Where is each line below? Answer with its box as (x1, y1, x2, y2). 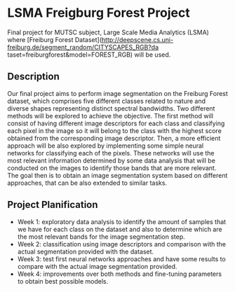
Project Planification (7, 199, 98, 211)
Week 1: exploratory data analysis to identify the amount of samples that (17, 217, 227, 225)
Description (7, 71, 60, 83)
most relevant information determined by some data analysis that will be (7, 156, 216, 165)
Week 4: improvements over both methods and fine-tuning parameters (17, 270, 222, 278)
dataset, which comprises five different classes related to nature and (7, 97, 206, 105)
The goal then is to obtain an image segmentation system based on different (7, 171, 228, 179)
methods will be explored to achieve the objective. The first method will (7, 111, 214, 120)
